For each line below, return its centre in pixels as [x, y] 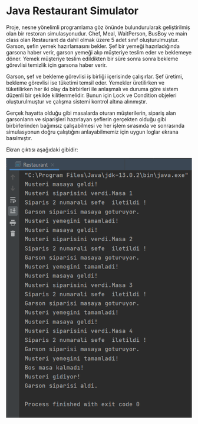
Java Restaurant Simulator [72, 11]
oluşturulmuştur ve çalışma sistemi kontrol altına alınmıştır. [77, 101]
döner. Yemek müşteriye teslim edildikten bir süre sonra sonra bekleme [92, 59]
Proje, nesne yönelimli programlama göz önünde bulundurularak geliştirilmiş [98, 27]
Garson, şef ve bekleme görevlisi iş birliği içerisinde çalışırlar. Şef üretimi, [95, 76]
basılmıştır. [19, 138]
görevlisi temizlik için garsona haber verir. [57, 65]
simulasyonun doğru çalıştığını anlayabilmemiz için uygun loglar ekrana [92, 132]
